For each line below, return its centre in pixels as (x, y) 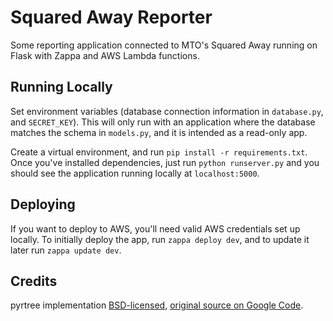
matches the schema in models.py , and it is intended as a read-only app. (159, 132)
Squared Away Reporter (111, 17)
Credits (34, 281)
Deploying (43, 204)
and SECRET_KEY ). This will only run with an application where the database (163, 122)
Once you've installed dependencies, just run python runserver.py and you (165, 162)
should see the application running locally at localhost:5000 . (135, 173)
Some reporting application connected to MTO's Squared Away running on (164, 45)
